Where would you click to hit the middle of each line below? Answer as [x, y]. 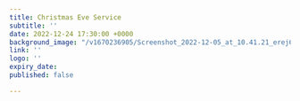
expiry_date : [33, 67]
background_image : [43, 42]
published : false [42, 75]
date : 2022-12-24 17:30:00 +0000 [71, 34]
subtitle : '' [33, 26]
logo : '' [25, 58]
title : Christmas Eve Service [66, 17]
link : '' [25, 50]
